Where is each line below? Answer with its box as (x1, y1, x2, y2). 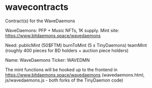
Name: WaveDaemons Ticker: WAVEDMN (5, 57, 90, 63)
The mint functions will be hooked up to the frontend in (5, 66, 118, 73)
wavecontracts (5, 1, 69, 13)
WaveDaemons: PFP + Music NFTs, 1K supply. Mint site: (5, 27, 119, 33)
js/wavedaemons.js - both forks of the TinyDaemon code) (5, 77, 124, 83)
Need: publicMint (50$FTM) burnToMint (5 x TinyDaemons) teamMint (5, 42, 148, 48)
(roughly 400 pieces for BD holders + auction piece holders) (5, 47, 129, 53)
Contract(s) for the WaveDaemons (5, 18, 76, 24)
